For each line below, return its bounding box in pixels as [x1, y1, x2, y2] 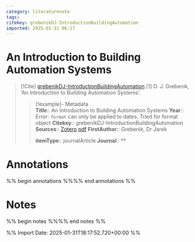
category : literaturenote [6, 8, 70, 15]
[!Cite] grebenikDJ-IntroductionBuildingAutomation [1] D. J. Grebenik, [20, 83, 190, 90]
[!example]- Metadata [35, 101, 89, 108]
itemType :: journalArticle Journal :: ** [35, 137, 126, 144]
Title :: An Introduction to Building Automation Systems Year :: [35, 107, 184, 114]
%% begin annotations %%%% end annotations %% [6, 178, 136, 185]
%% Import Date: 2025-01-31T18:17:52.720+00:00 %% [6, 229, 141, 237]
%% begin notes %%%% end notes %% [6, 218, 106, 225]
